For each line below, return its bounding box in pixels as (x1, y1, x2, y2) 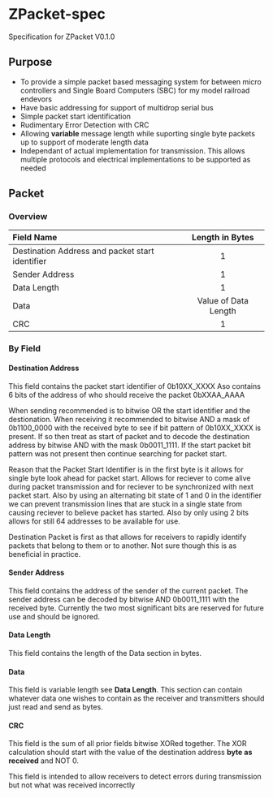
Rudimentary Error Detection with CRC (19, 119, 149, 130)
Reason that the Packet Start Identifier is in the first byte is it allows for (8, 464, 244, 474)
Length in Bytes (192, 232, 254, 244)
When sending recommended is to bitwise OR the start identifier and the (8, 405, 250, 415)
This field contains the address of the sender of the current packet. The (8, 585, 249, 595)
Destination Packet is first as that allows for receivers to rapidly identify (8, 532, 247, 541)
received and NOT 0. (8, 756, 80, 766)
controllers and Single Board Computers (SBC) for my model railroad (19, 85, 250, 95)
